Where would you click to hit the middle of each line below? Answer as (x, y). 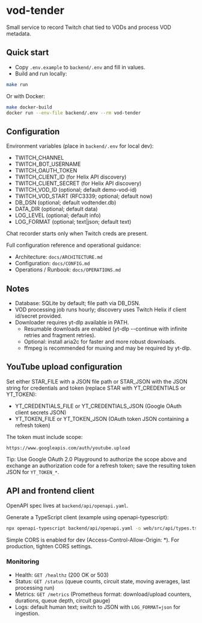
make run (17, 84)
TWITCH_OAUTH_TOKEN (46, 171)
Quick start (28, 53)
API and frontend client (50, 491)
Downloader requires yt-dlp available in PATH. (72, 322)
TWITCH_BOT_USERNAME (48, 164)
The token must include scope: (44, 437)
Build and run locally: (41, 74)
